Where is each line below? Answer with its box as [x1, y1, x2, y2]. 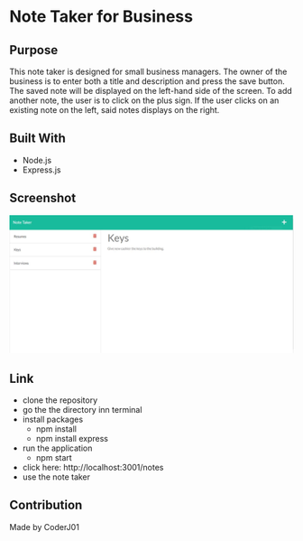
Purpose [9, 42, 59, 58]
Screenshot [9, 191, 77, 206]
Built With [9, 131, 66, 146]
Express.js [22, 164, 61, 175]
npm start [35, 452, 72, 463]
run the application [22, 443, 93, 453]
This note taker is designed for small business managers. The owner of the [9, 66, 288, 77]
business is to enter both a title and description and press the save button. [9, 76, 286, 87]
